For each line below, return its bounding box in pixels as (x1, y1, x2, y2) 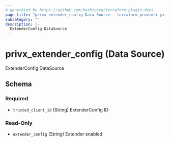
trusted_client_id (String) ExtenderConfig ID (12, 106, 108, 112)
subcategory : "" (5, 17, 40, 22)
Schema (5, 80, 32, 89)
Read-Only (5, 119, 33, 126)
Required (5, 95, 28, 102)
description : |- (5, 21, 40, 27)
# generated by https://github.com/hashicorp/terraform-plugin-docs (5, 7, 154, 13)
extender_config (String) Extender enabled (12, 131, 103, 137)
